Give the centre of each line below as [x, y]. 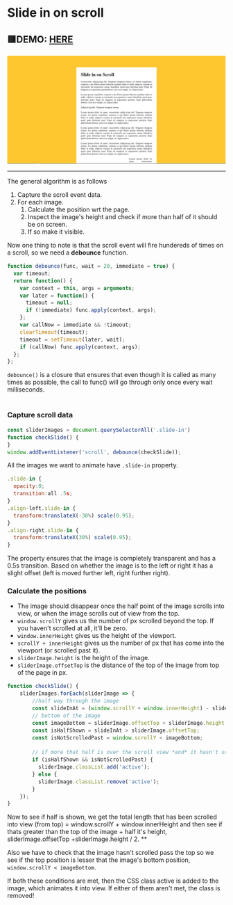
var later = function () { [57, 296]
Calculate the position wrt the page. [79, 209]
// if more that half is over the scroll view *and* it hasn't [125, 753]
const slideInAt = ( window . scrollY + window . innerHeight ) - [121, 708]
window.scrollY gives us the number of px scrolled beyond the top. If [115, 621]
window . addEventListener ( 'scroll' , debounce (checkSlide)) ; [94, 452]
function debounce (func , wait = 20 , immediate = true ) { [91, 266]
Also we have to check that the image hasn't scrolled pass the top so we [111, 853]
